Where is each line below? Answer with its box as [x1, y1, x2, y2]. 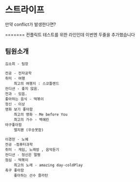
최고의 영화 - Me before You [14, 112, 68, 117]
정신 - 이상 [5, 101, 25, 107]
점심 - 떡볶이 [5, 157, 29, 163]
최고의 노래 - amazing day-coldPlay [14, 163, 83, 167]
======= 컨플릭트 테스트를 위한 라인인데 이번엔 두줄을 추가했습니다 [5, 32, 135, 37]
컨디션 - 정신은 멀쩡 [5, 152, 41, 157]
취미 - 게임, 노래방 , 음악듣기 [5, 147, 59, 152]
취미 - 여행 [5, 76, 25, 81]
